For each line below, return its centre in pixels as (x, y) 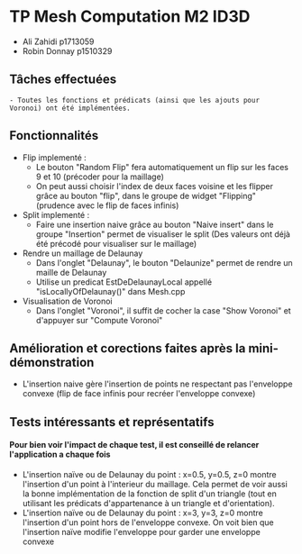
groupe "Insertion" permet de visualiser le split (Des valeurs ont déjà (163, 234)
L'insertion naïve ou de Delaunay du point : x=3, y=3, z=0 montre (142, 513)
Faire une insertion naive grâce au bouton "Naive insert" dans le (155, 224)
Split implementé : (56, 214)
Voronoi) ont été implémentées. (70, 108)
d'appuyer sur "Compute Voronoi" (99, 320)
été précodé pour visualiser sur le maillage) (116, 243)
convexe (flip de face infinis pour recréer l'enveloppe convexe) (139, 394)
